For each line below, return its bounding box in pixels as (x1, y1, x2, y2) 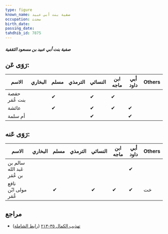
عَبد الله (7, 166, 24, 173)
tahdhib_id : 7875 (5, 31, 41, 36)
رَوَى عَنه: (5, 130, 30, 138)
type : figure (5, 7, 32, 13)
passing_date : (5, 26, 35, 31)
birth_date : (5, 21, 30, 27)
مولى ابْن (7, 186, 27, 193)
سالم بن (7, 159, 25, 166)
